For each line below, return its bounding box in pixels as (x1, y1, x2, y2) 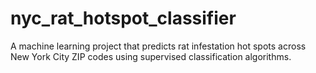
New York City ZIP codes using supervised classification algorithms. (10, 50, 292, 62)
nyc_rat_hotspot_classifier (10, 7, 237, 30)
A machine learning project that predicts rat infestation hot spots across (10, 40, 307, 52)
